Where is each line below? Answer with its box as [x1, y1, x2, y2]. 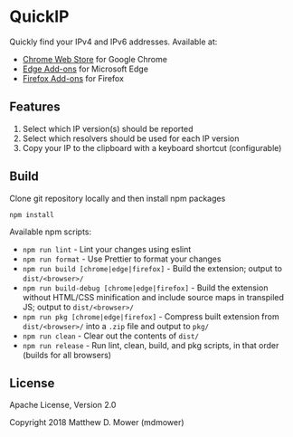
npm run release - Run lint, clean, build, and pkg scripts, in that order [22, 339, 279, 350]
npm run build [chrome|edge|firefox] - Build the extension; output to [22, 262, 283, 273]
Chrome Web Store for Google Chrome [22, 53, 167, 64]
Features [9, 100, 61, 115]
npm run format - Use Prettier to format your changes [22, 253, 222, 264]
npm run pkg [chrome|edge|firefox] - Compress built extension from [22, 310, 279, 322]
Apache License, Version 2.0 [9, 400, 117, 411]
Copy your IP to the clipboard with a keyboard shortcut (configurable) [22, 142, 282, 153]
